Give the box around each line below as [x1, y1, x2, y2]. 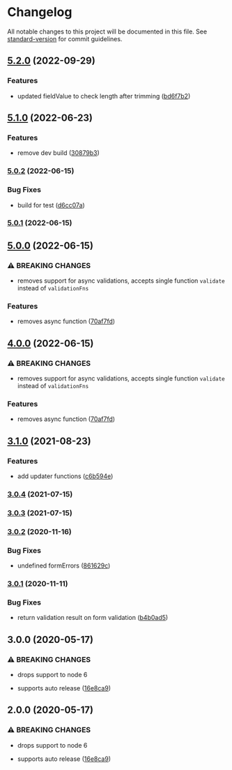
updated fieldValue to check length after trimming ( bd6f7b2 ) [17, 91, 191, 100]
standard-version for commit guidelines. [7, 34, 123, 43]
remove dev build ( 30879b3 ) [17, 149, 100, 157]
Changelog [7, 4, 72, 20]
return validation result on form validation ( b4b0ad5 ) [17, 614, 169, 622]
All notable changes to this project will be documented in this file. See [7, 27, 208, 36]
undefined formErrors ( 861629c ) [17, 561, 111, 570]
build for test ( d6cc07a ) [17, 200, 85, 209]
